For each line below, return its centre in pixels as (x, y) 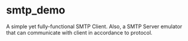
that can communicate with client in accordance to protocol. (79, 32)
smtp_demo (36, 10)
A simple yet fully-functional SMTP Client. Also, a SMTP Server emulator (94, 26)
